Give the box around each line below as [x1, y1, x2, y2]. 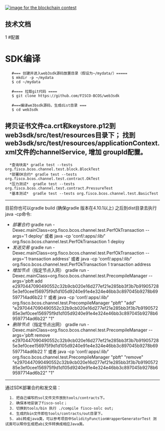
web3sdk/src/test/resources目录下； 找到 [5, 131, 136, 140]
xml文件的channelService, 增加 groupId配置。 [5, 148, 147, 156]
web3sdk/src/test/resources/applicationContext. [5, 139, 160, 147]
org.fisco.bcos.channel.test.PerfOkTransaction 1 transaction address [12, 261, 151, 267]
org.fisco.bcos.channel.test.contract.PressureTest [5, 185, 113, 191]
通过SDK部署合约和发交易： [5, 385, 61, 391]
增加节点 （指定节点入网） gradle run [12, 267, 86, 273]
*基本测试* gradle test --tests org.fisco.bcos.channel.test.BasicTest [9, 191, 159, 196]
